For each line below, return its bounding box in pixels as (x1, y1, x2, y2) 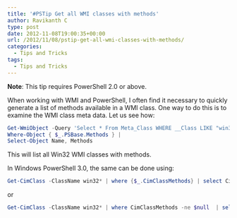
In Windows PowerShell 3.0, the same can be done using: (7, 164, 174, 173)
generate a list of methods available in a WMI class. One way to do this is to (7, 103, 227, 111)
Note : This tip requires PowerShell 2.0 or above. (7, 82, 147, 90)
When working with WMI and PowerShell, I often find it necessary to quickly (7, 96, 228, 104)
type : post (7, 23, 39, 30)
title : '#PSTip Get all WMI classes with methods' (7, 10, 159, 18)
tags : (7, 56, 23, 63)
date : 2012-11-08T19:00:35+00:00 (7, 30, 106, 37)
